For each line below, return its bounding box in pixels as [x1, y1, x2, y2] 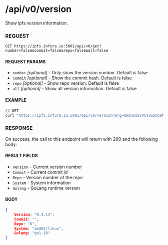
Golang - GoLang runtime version [12, 185, 80, 191]
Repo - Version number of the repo [12, 174, 83, 180]
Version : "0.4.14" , [14, 212, 55, 217]
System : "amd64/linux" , [14, 226, 64, 231]
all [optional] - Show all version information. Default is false [12, 86, 137, 92]
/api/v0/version [5, 3, 72, 15]
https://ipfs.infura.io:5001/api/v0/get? [14, 44, 101, 49]
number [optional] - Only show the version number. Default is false [12, 70, 148, 76]
